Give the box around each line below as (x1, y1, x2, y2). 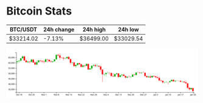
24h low (117, 26, 139, 33)
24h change (43, 26, 75, 33)
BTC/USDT (10, 26, 38, 33)
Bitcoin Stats (6, 4, 72, 18)
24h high (82, 26, 106, 33)
